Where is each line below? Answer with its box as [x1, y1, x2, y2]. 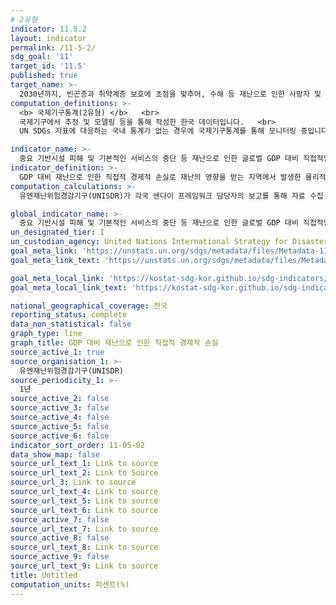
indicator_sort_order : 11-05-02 [10, 440, 145, 450]
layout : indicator [10, 33, 87, 43]
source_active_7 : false [10, 514, 110, 525]
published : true [10, 71, 78, 81]
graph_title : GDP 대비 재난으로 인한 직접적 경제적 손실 [10, 338, 219, 348]
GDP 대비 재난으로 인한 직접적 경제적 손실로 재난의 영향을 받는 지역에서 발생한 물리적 [19, 172, 327, 182]
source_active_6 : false [10, 431, 110, 441]
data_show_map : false [10, 449, 101, 460]
